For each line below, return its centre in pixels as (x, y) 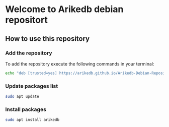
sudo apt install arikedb (32, 120)
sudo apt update (22, 97)
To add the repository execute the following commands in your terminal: (80, 63)
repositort (26, 20)
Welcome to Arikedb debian (64, 9)
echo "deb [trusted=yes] (31, 73)
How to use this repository (48, 39)
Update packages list (32, 86)
